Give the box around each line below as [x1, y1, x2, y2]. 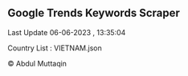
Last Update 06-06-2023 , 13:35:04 [7, 27, 126, 37]
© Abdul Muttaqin [7, 58, 67, 68]
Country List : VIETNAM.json [7, 43, 102, 53]
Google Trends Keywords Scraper [7, 6, 180, 20]
